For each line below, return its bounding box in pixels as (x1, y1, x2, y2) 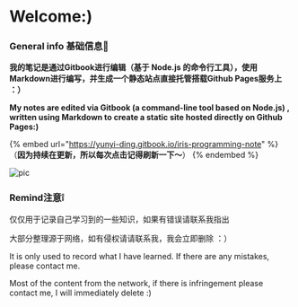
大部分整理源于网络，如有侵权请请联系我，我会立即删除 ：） (9, 232, 232, 243)
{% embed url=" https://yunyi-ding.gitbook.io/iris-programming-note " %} (9, 139, 279, 150)
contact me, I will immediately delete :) (9, 287, 153, 298)
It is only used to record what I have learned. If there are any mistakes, (9, 250, 270, 261)
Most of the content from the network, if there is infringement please (9, 277, 264, 288)
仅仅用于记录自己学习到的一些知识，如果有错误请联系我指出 (9, 214, 230, 224)
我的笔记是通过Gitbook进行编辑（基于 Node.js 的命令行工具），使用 (9, 62, 258, 73)
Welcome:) (9, 6, 92, 27)
